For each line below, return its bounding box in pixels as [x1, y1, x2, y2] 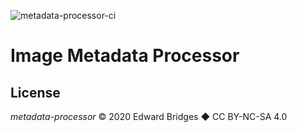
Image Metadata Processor [10, 45, 240, 67]
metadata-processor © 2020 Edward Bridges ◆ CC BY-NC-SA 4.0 [10, 111, 288, 122]
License [10, 84, 61, 101]
